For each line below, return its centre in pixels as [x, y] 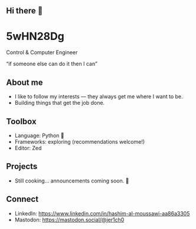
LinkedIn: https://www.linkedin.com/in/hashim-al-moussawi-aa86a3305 [102, 213]
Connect [22, 199]
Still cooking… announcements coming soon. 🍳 [72, 181]
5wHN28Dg [35, 36]
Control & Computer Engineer [42, 52]
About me [24, 82]
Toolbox [21, 121]
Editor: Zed [28, 148]
